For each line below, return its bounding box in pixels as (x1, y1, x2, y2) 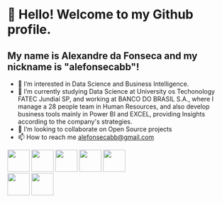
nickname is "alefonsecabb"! (7, 60, 140, 73)
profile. (7, 21, 52, 38)
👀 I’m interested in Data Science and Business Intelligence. (17, 79, 189, 88)
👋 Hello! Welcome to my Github (7, 6, 194, 23)
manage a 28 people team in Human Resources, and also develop (17, 102, 211, 111)
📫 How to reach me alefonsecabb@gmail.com (17, 133, 155, 141)
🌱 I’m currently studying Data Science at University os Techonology (17, 87, 215, 95)
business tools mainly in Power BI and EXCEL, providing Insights (17, 110, 206, 118)
